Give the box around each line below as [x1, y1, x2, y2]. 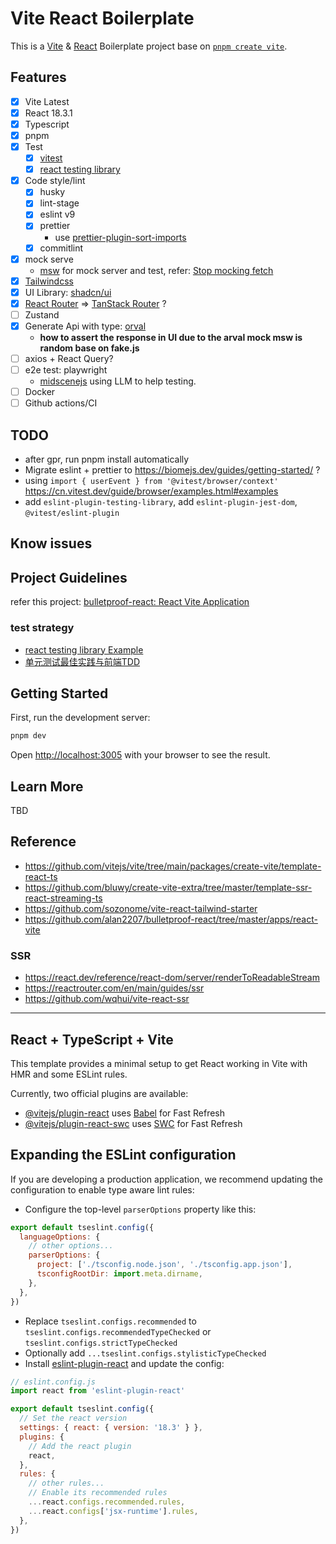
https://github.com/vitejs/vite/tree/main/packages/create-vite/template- [24, 860, 322, 872]
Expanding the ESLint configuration [10, 1147, 237, 1164]
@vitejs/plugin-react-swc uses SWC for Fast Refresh [24, 1117, 243, 1129]
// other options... [28, 1241, 114, 1251]
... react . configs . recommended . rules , [28, 1497, 186, 1507]
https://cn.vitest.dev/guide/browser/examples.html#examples [24, 485, 279, 497]
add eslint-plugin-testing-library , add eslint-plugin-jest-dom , [24, 496, 298, 507]
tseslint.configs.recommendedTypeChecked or [24, 1325, 212, 1337]
